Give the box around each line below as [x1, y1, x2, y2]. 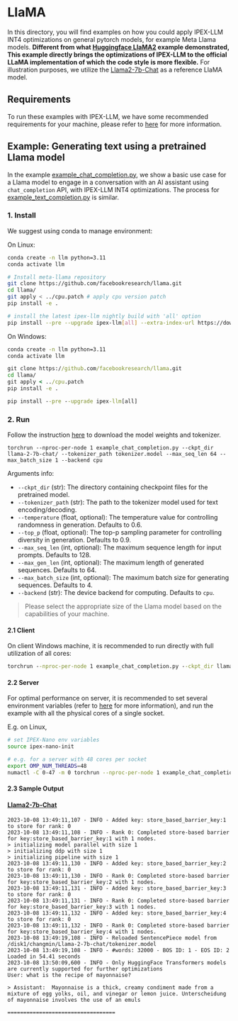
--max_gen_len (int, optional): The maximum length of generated [17, 558, 204, 567]
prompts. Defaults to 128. [17, 551, 91, 559]
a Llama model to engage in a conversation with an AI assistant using [7, 178, 209, 186]
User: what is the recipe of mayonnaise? [7, 971, 132, 978]
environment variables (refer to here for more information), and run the [7, 701, 214, 710]
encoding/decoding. [17, 506, 77, 514]
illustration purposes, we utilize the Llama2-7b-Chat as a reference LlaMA [7, 65, 223, 74]
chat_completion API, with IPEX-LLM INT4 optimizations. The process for [7, 185, 220, 194]
